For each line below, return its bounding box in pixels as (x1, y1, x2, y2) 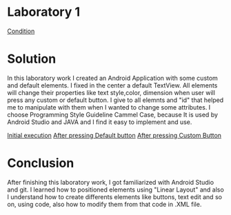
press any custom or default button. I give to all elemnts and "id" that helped (7, 96, 224, 104)
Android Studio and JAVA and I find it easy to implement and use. (7, 118, 192, 126)
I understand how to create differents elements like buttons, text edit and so (7, 192, 223, 201)
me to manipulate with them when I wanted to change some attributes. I (7, 103, 211, 111)
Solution (7, 51, 57, 67)
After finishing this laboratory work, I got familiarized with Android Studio (7, 178, 214, 186)
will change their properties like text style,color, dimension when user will (7, 88, 216, 96)
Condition (7, 27, 35, 35)
